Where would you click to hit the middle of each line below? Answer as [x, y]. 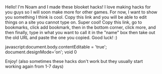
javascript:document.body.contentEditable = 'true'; [56, 47]
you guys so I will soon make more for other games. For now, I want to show [81, 12]
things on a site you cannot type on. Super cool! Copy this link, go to [73, 22]
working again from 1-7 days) [34, 66]
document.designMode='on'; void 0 [41, 52]
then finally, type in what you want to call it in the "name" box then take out [80, 32]
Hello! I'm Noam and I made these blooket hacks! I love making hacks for [78, 7]
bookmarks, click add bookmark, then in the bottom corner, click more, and [81, 27]
